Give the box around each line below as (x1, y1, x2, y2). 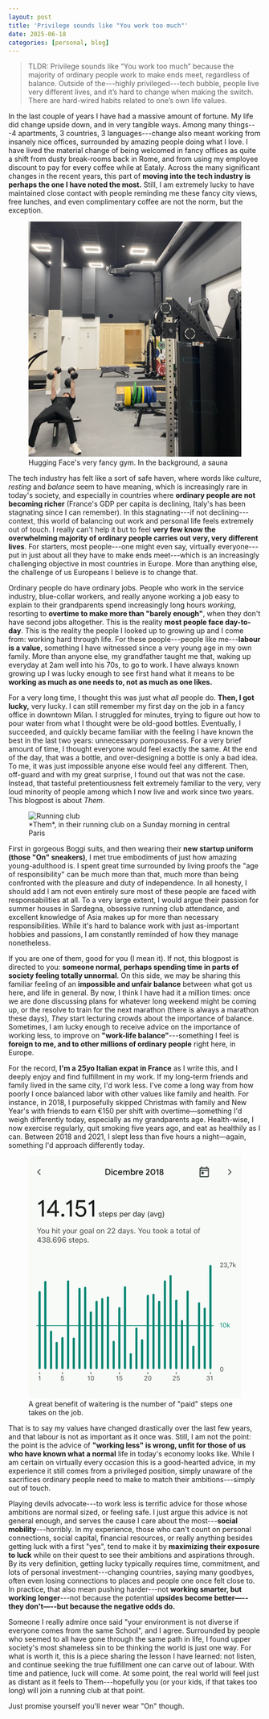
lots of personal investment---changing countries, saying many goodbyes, (8, 1567, 255, 1576)
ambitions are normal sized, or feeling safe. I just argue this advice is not (8, 1507, 248, 1517)
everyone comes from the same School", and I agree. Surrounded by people (8, 1626, 261, 1635)
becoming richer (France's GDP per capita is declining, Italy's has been (8, 499, 247, 508)
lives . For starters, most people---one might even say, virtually (8, 541, 217, 551)
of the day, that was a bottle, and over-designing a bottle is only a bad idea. (8, 752, 259, 762)
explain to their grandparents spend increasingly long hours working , (8, 600, 237, 610)
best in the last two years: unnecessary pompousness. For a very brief (8, 735, 243, 745)
